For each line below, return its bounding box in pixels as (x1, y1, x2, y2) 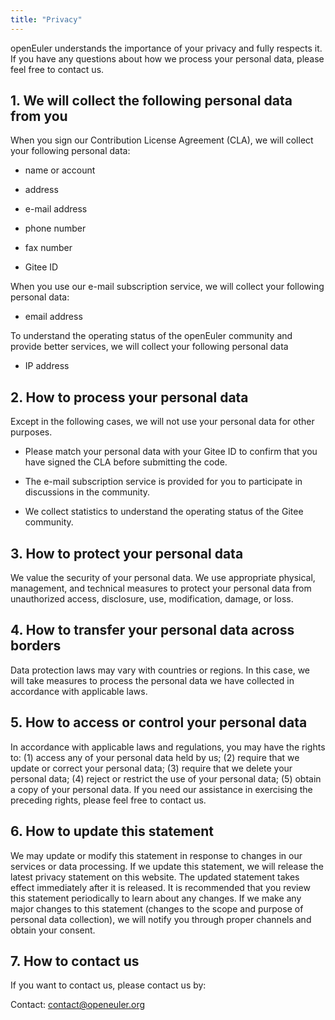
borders (10, 637, 62, 655)
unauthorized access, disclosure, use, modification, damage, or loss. (10, 593, 294, 605)
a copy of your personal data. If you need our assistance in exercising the (10, 783, 313, 795)
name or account (24, 164, 96, 176)
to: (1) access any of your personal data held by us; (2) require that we (10, 751, 300, 763)
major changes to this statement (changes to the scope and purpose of (10, 902, 304, 915)
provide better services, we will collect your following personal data (10, 341, 289, 353)
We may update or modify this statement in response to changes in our (10, 849, 303, 861)
